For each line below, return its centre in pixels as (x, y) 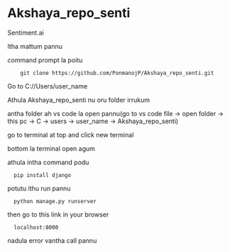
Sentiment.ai (26, 33)
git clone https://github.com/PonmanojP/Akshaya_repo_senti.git (117, 73)
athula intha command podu (48, 162)
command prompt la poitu (45, 60)
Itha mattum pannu (35, 46)
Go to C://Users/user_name (48, 86)
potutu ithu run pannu (39, 188)
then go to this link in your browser (58, 214)
